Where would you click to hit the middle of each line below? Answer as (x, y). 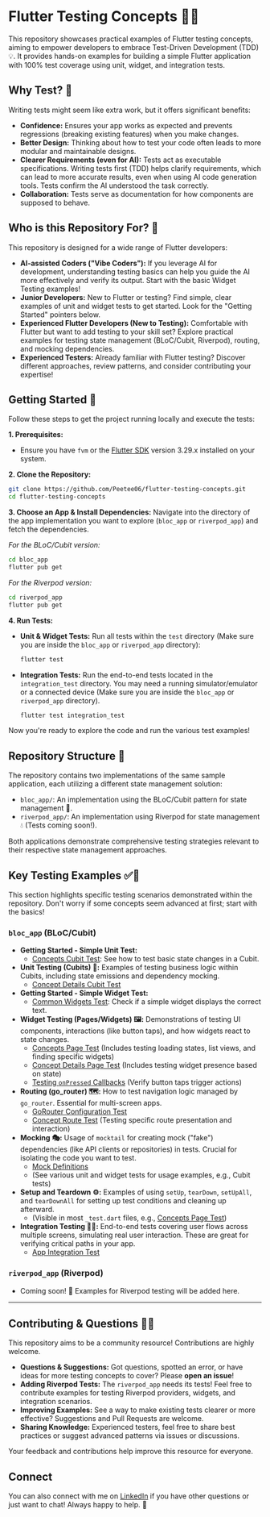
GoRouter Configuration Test (79, 1111)
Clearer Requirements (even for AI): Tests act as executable (121, 160)
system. (33, 459)
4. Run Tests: (31, 620)
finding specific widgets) (73, 1056)
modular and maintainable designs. (78, 151)
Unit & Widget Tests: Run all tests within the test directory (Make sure (137, 636)
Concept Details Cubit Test (76, 985)
